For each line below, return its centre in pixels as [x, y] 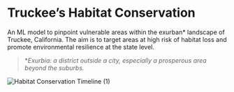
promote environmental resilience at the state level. [81, 47]
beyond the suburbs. [54, 68]
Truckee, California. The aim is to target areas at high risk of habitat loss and [117, 39]
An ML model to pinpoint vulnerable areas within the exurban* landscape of [116, 32]
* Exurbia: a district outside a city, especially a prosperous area [116, 60]
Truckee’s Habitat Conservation [101, 13]
